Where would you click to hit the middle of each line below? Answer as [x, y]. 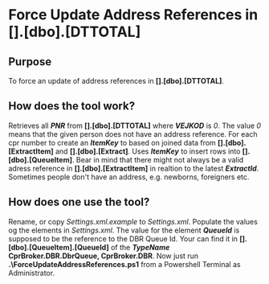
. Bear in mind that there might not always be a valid [158, 159]
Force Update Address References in [133, 15]
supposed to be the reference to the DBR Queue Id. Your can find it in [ [125, 238]
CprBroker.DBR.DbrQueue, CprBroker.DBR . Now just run [104, 256]
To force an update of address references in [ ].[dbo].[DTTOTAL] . [116, 81]
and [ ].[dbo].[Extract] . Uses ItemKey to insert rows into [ [150, 151]
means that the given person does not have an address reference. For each [133, 134]
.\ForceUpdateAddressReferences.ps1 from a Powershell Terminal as [124, 264]
